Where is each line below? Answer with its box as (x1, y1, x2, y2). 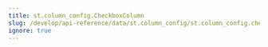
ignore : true (8, 26, 52, 34)
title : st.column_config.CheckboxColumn (8, 11, 145, 20)
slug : (8, 19, 26, 27)
